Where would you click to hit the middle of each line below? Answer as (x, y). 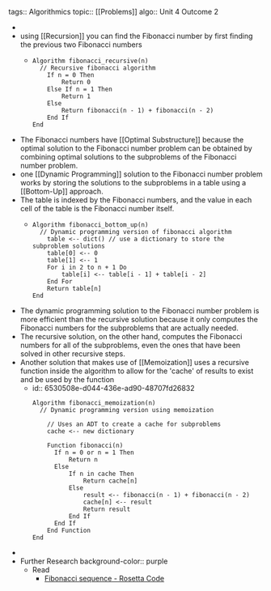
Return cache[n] (110, 481)
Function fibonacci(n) (85, 445)
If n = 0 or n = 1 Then (94, 453)
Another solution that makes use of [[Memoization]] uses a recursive (134, 362)
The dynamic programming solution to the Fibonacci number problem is (140, 310)
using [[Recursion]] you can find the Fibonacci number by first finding (136, 36)
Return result (107, 509)
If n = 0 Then (71, 75)
